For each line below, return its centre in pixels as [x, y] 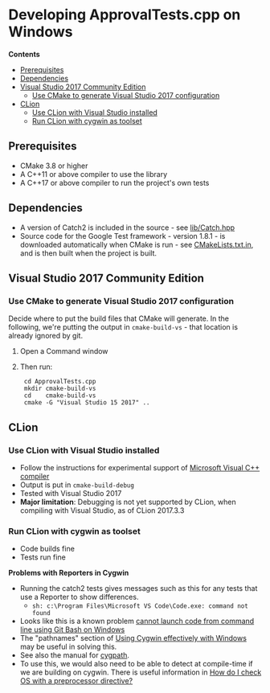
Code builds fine [47, 549]
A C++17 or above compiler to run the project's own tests [115, 182]
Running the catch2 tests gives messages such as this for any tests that [139, 588]
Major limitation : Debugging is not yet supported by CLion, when [128, 502]
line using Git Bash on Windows [72, 629]
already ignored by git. [45, 336]
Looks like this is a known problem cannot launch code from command [137, 621]
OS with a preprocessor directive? [76, 681]
